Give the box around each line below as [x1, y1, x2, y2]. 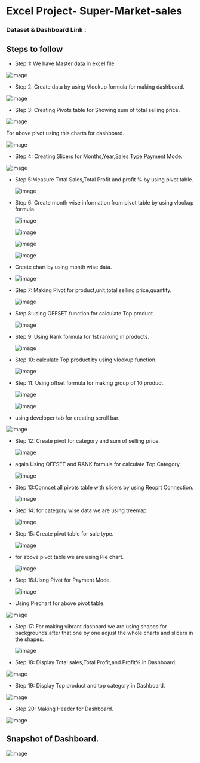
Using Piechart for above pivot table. [14, 600, 106, 607]
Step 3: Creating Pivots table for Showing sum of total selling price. [14, 106, 180, 113]
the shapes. [14, 636, 44, 643]
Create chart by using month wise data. [14, 263, 112, 270]
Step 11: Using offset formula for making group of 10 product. [14, 379, 165, 387]
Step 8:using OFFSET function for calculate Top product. [14, 309, 155, 317]
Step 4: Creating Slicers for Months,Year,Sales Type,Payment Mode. [14, 153, 183, 160]
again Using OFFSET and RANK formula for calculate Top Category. [14, 460, 181, 467]
